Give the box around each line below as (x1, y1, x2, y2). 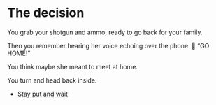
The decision (7, 5, 85, 21)
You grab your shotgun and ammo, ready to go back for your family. (7, 28, 203, 36)
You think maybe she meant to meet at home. (7, 62, 138, 71)
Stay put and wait (17, 90, 69, 98)
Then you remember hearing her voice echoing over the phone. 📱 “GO (7, 41, 210, 50)
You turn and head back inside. (7, 76, 97, 85)
